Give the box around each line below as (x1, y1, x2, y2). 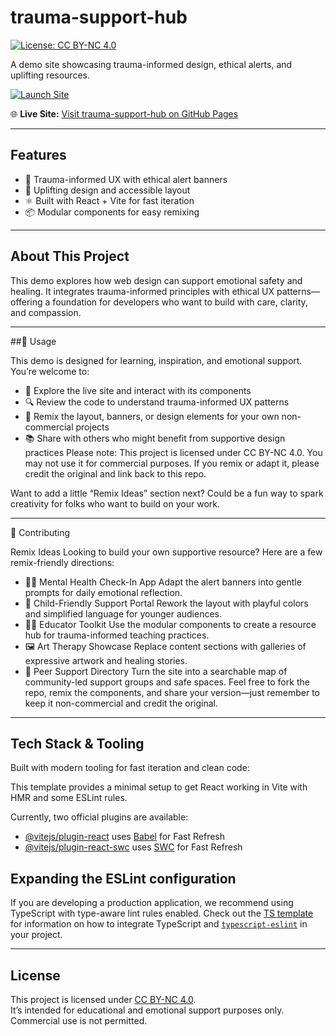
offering (10, 296, 43, 308)
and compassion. (10, 306, 82, 318)
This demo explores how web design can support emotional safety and (10, 274, 303, 286)
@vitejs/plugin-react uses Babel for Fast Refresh (24, 831, 226, 843)
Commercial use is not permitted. (10, 1015, 148, 1026)
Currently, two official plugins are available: (10, 811, 189, 823)
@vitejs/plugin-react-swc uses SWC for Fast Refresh (24, 841, 243, 853)
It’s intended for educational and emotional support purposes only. (10, 1004, 285, 1016)
